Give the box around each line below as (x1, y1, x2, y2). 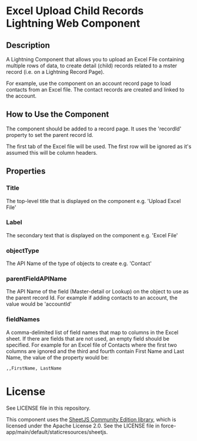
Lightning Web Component (6, 17, 141, 30)
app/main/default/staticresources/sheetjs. (6, 428, 108, 435)
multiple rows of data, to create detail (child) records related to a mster (6, 62, 178, 69)
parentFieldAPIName (6, 275, 67, 283)
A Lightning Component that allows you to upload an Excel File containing (6, 56, 185, 63)
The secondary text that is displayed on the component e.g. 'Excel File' (6, 231, 178, 239)
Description (6, 40, 50, 50)
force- (161, 422, 176, 429)
